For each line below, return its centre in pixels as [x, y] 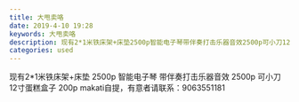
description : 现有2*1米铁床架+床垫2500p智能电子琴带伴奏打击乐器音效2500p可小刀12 [150, 42]
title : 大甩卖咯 [36, 17]
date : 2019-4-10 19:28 [51, 26]
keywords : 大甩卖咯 [43, 34]
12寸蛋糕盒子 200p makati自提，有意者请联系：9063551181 [117, 88]
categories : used [41, 51]
